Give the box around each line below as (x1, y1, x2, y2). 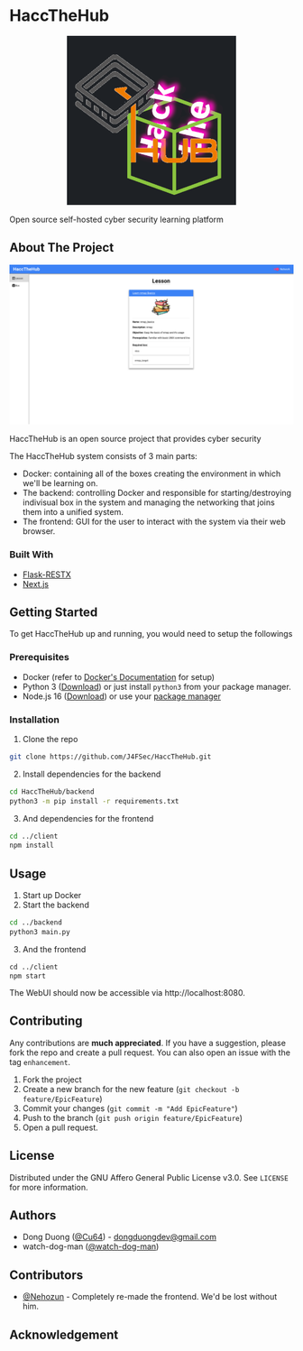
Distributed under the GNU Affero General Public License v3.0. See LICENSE (9, 1172, 289, 1182)
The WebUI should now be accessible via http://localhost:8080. (9, 987, 246, 997)
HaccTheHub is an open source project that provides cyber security (9, 434, 262, 445)
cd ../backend (9, 918, 63, 927)
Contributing (9, 1014, 83, 1029)
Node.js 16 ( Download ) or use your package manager (22, 691, 221, 702)
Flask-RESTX (22, 569, 72, 580)
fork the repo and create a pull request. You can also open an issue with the (9, 1047, 291, 1058)
